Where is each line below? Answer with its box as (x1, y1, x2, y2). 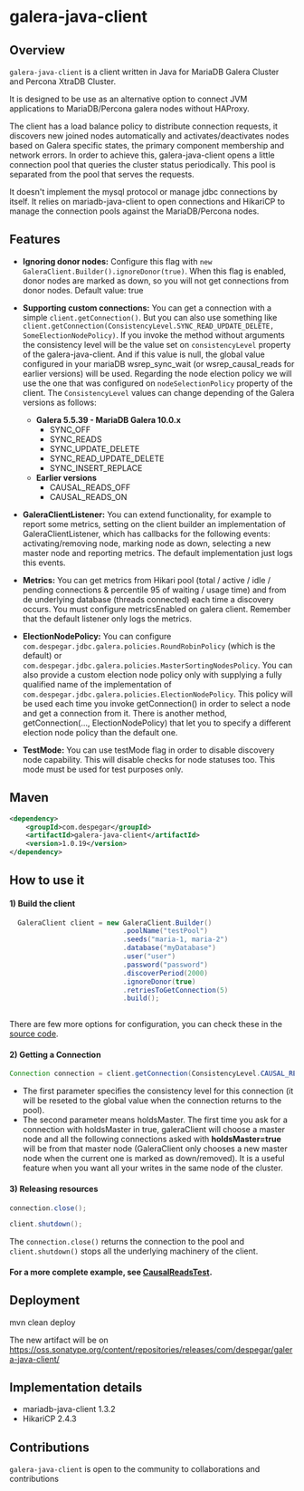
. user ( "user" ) (122, 952, 176, 961)
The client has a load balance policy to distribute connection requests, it (9, 120, 279, 131)
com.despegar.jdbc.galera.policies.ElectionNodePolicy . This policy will (22, 688, 293, 699)
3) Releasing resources (9, 1183, 99, 1194)
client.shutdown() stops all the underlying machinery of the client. (9, 1246, 259, 1256)
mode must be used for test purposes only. (22, 764, 184, 774)
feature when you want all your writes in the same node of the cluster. (22, 1162, 283, 1174)
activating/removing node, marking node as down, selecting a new (22, 537, 271, 549)
